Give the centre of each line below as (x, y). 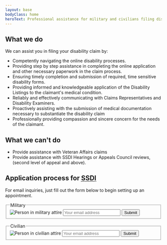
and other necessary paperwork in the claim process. (67, 71)
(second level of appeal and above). (49, 163)
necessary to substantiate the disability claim (59, 114)
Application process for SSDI (51, 178)
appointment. (19, 195)
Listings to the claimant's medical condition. (57, 93)
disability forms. (29, 82)
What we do (24, 39)
